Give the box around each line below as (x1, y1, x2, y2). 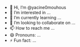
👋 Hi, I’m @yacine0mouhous (9, 5, 66, 10)
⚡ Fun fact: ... (9, 37, 36, 43)
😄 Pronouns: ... (9, 32, 41, 38)
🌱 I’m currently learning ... (9, 15, 62, 20)
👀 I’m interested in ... (9, 10, 51, 15)
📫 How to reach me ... (9, 25, 55, 31)
